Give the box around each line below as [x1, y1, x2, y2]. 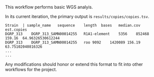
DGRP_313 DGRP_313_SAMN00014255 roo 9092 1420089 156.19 [5, 40, 140, 45]
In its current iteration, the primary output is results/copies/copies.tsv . [5, 14, 150, 19]
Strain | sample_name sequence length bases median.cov [5, 23, 140, 28]
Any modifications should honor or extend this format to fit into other [5, 61, 143, 67]
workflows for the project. [5, 67, 57, 72]
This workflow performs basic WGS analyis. [5, 4, 93, 10]
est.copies [5, 27, 27, 32]
